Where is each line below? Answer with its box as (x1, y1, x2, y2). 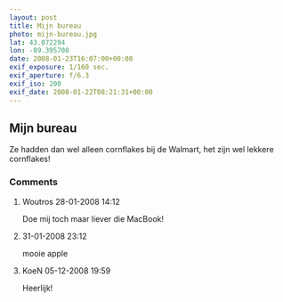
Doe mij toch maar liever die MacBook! (21, 213, 165, 224)
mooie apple (21, 248, 69, 258)
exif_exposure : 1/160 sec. (9, 63, 109, 72)
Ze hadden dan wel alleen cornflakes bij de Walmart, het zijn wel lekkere (9, 144, 274, 155)
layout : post (9, 12, 58, 22)
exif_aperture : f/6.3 (9, 71, 90, 80)
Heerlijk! (21, 282, 53, 293)
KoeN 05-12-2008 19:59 (21, 265, 111, 276)
